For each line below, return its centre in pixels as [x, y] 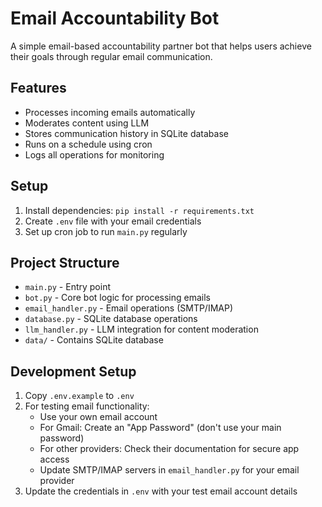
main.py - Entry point [68, 287]
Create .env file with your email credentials [113, 221]
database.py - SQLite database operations [111, 319]
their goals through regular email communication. [111, 56]
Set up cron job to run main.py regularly [106, 231]
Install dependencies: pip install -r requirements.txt [139, 210]
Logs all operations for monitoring [94, 154]
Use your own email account [98, 417]
